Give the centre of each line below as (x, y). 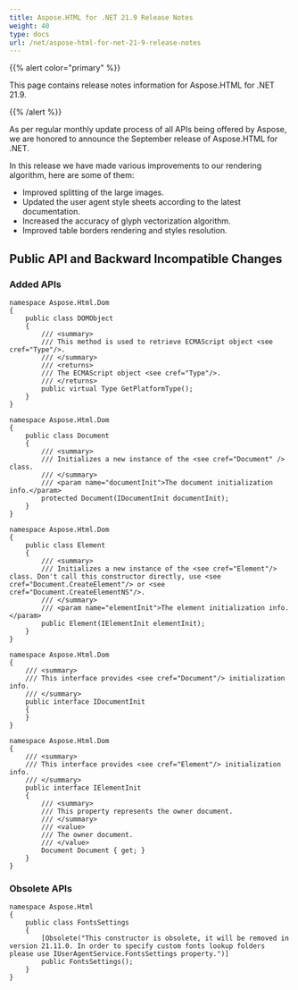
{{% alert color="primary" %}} (65, 68)
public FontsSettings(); (87, 962)
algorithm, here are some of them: (72, 175)
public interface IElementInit (83, 788)
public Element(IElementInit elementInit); (123, 623)
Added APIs (35, 284)
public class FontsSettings (77, 923)
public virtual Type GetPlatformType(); (117, 389)
